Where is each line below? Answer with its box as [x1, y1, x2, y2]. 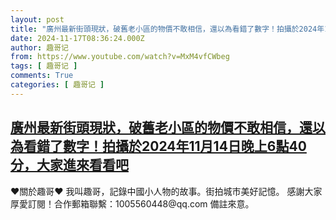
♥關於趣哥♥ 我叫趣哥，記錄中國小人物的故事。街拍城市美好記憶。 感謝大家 [10, 185, 323, 197]
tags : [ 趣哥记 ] [10, 61, 78, 71]
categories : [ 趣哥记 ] [10, 80, 105, 90]
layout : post [10, 14, 65, 25]
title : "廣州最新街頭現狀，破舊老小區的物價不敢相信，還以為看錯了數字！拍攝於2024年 [10, 24, 325, 34]
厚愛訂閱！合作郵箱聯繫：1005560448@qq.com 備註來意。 [10, 197, 255, 210]
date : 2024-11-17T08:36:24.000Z [10, 33, 145, 43]
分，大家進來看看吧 [10, 157, 129, 174]
